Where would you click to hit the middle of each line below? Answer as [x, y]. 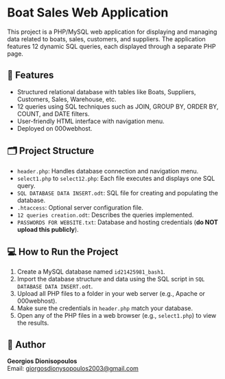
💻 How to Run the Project [63, 251]
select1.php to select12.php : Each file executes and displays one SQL [116, 178]
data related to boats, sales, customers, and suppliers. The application [106, 39]
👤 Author [26, 344]
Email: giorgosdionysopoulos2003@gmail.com [73, 369]
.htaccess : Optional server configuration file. [80, 207]
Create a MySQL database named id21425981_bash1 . [91, 272]
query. [26, 185]
